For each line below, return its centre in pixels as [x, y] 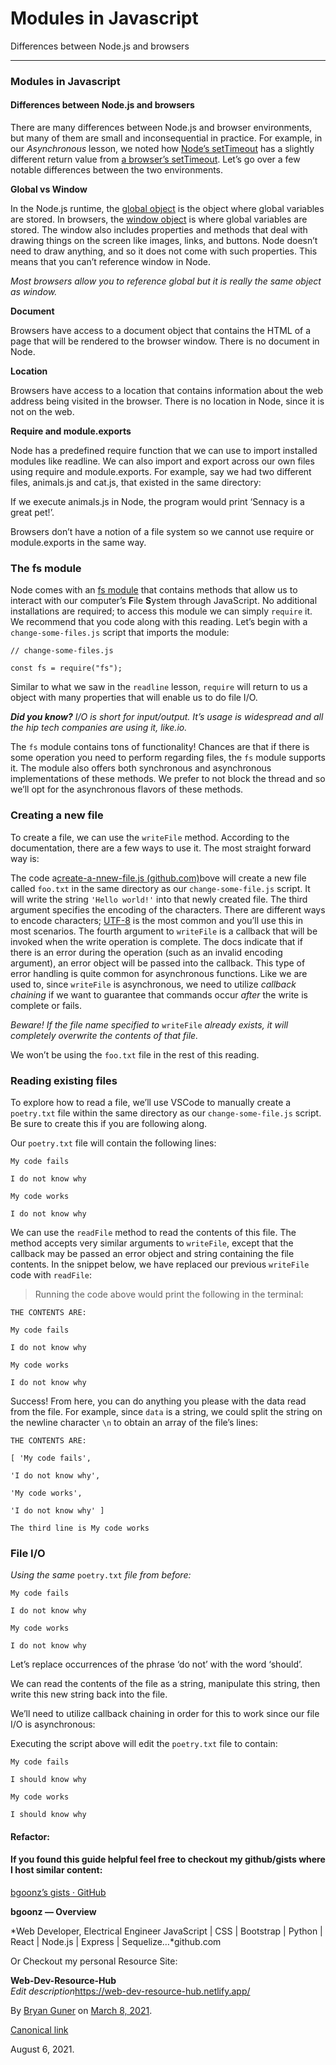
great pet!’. [32, 513]
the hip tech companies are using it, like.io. [99, 728]
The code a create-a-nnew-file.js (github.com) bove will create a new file [158, 878]
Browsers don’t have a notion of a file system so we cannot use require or [162, 532]
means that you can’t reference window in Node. [111, 262]
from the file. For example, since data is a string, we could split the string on [166, 1411]
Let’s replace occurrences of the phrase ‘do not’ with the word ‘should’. [156, 1664]
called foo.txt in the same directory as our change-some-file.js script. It [160, 888]
